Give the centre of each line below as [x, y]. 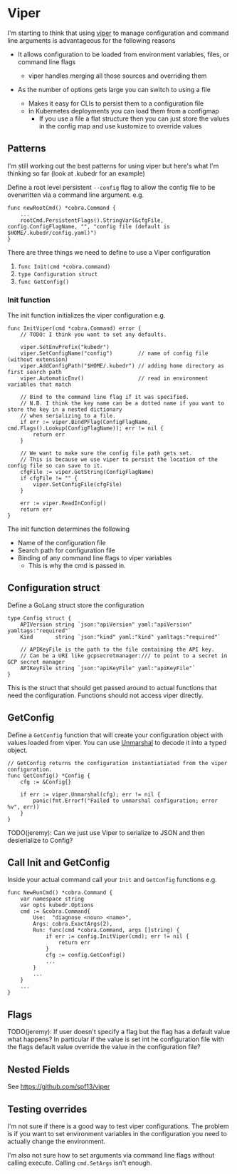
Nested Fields [38, 1069]
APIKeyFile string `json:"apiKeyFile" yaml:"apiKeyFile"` [108, 668]
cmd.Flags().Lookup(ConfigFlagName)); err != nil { [85, 429]
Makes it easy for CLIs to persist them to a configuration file [116, 103]
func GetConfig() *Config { [49, 776]
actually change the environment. [56, 1141]
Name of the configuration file [62, 543]
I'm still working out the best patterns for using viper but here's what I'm [113, 166]
